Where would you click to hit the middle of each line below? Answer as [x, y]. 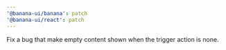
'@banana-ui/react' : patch [45, 20]
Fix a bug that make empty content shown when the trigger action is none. [113, 39]
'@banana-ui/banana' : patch [47, 13]
